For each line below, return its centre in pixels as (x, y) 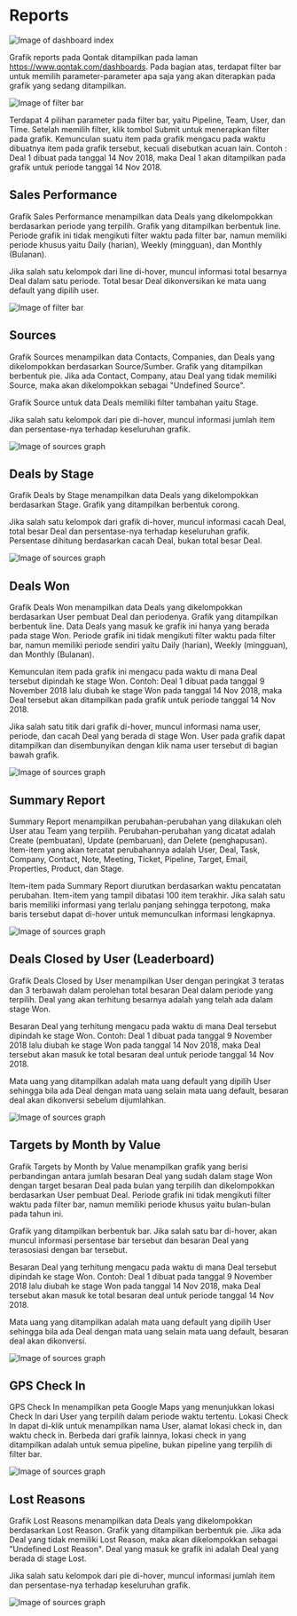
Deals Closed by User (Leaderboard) (112, 959)
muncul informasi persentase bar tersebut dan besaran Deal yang (129, 1240)
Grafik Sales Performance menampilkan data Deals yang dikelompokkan (141, 216)
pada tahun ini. (36, 1214)
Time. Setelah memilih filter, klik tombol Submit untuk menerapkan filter (140, 129)
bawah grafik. (35, 755)
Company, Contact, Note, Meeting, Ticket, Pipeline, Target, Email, (129, 859)
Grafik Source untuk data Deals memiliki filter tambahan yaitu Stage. (134, 402)
